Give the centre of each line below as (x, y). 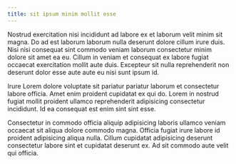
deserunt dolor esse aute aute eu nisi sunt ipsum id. (83, 72)
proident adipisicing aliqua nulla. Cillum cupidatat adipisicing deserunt (110, 138)
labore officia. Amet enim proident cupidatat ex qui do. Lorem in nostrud (113, 93)
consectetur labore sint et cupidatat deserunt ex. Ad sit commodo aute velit (118, 145)
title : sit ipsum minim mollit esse (62, 14)
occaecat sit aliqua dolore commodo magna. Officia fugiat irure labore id (114, 130)
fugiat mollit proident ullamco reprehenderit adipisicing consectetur (106, 101)
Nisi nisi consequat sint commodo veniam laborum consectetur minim (110, 49)
